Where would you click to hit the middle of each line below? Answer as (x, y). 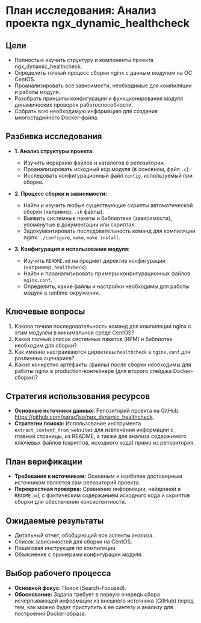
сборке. (33, 182)
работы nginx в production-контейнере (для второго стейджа (93, 371)
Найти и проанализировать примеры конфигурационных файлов (107, 273)
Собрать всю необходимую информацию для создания (86, 111)
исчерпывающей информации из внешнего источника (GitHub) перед (104, 601)
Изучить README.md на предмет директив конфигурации (94, 260)
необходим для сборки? (45, 345)
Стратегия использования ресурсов (78, 396)
